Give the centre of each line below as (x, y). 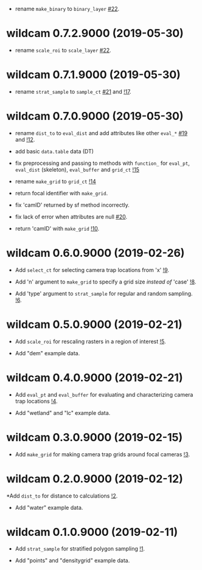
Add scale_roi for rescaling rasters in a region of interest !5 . (90, 341)
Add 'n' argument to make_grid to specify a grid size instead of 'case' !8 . (106, 282)
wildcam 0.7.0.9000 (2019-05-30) (95, 116)
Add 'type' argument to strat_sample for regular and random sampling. (104, 293)
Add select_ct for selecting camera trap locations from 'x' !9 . (92, 269)
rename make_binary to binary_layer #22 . (67, 9)
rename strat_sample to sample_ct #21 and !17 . (73, 91)
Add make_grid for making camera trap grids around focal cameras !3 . (103, 454)
